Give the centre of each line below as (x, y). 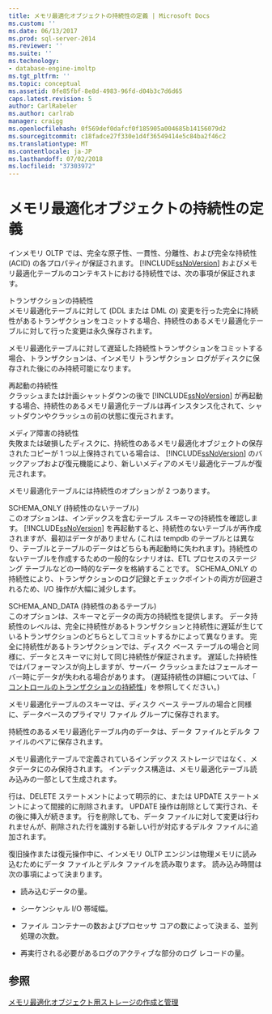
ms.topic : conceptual (45, 83)
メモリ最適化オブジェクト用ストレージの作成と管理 (93, 1002)
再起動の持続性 (33, 386)
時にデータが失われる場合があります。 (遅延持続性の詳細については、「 (139, 677)
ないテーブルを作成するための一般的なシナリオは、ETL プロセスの (119, 558)
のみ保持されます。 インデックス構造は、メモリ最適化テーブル (147, 769)
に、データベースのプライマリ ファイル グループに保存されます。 (116, 715)
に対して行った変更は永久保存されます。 (89, 331)
